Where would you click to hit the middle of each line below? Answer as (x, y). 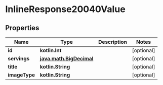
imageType (22, 75)
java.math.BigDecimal (67, 59)
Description (113, 42)
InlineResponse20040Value (65, 9)
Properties (22, 28)
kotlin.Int (51, 50)
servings (19, 59)
